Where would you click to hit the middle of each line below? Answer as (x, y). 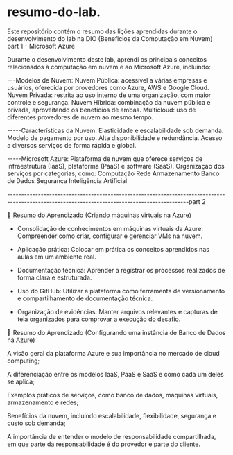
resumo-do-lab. (54, 12)
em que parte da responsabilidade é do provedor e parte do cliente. (104, 444)
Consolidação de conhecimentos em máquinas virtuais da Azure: (110, 228)
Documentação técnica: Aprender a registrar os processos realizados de (121, 270)
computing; (24, 361)
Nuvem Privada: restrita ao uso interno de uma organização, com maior (109, 95)
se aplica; (21, 381)
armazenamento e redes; (43, 402)
